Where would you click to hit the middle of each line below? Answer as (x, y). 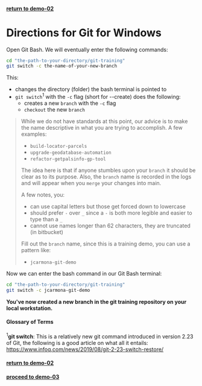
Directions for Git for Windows (84, 33)
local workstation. (30, 308)
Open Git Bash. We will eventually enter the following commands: (87, 49)
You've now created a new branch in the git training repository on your (96, 302)
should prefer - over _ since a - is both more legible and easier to (111, 213)
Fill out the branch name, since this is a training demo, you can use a (106, 244)
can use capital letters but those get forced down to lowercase (108, 206)
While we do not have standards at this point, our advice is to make (104, 121)
